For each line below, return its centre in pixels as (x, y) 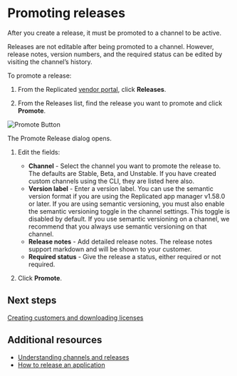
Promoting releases (67, 13)
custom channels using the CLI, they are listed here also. (111, 181)
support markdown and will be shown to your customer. (110, 249)
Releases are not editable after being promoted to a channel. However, (111, 46)
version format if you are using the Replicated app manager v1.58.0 (127, 196)
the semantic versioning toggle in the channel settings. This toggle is (129, 211)
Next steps (32, 301)
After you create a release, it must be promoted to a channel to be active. (115, 33)
